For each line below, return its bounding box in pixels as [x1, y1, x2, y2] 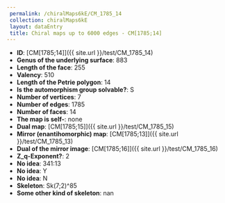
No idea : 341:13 [16, 159, 62, 168]
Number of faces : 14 [16, 108, 77, 116]
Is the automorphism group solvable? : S [16, 86, 135, 94]
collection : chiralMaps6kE [9, 17, 88, 24]
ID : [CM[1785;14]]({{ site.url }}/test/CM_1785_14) [16, 49, 153, 57]
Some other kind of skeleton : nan [16, 189, 114, 197]
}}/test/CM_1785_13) [16, 137, 74, 146]
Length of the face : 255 [16, 63, 85, 72]
